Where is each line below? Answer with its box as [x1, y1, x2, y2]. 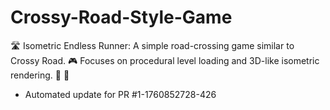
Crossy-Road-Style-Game [10, 6, 233, 29]
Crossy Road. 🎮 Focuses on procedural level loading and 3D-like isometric [10, 54, 320, 66]
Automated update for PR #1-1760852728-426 [24, 88, 217, 100]
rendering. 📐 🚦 [10, 69, 70, 81]
